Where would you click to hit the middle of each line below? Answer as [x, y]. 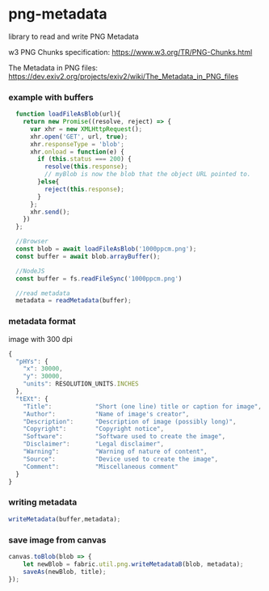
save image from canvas [57, 540]
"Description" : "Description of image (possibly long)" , [130, 421]
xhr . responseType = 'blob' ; [77, 144]
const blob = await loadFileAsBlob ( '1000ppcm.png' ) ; [106, 249]
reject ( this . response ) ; [84, 189]
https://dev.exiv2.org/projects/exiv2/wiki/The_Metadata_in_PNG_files [124, 76]
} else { [48, 182]
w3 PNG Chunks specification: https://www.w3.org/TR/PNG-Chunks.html [130, 52]
